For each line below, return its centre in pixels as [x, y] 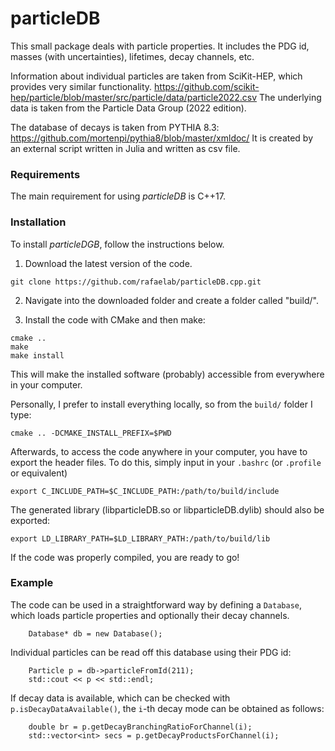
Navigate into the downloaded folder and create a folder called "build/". [171, 300]
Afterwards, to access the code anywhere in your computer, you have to [159, 451]
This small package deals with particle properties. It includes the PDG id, [160, 46]
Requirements [45, 174]
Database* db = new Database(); [95, 633]
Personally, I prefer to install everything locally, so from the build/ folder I [161, 404]
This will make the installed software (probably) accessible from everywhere [167, 374]
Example [32, 583]
